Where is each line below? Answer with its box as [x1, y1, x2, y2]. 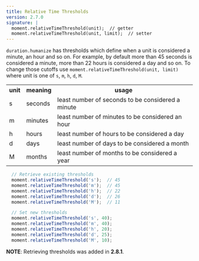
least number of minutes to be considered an [57, 113, 182, 121]
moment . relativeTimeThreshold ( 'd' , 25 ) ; [11, 231, 113, 237]
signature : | [6, 20, 38, 25]
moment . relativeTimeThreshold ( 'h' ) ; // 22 [11, 188, 120, 194]
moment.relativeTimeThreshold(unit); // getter [11, 25, 134, 31]
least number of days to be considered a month [57, 140, 190, 148]
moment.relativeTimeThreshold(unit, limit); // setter [11, 31, 152, 37]
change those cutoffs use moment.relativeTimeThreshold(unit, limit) [6, 66, 179, 73]
